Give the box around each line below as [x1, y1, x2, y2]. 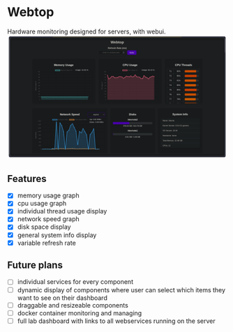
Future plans [7, 259, 63, 271]
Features [7, 172, 47, 185]
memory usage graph [17, 191, 80, 199]
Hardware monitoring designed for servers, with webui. [7, 27, 166, 36]
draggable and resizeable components [17, 301, 129, 309]
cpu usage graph [17, 199, 67, 208]
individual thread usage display [17, 207, 107, 216]
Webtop [7, 4, 54, 20]
